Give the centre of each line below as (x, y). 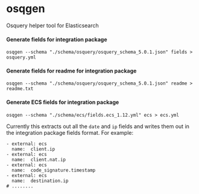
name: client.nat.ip (39, 160)
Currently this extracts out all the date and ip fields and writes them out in (98, 126)
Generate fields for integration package (57, 39)
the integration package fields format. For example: (70, 132)
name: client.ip (33, 149)
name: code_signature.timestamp (54, 170)
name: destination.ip (40, 181)
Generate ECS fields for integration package (63, 102)
